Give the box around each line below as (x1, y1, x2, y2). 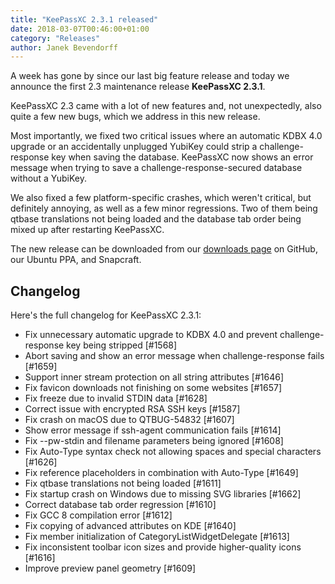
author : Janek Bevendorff (10, 42, 118, 53)
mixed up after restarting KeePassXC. (10, 224, 165, 236)
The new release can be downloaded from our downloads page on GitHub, (10, 243, 318, 255)
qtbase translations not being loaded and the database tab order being (10, 213, 302, 225)
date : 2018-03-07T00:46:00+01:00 (10, 24, 150, 34)
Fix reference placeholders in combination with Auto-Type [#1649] (24, 467, 299, 479)
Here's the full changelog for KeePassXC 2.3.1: (10, 309, 202, 321)
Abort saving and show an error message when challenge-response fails (24, 350, 325, 362)
